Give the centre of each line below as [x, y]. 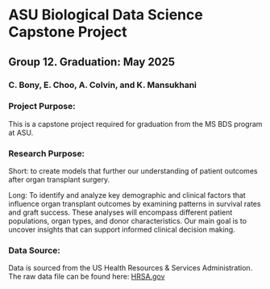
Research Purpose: [47, 153]
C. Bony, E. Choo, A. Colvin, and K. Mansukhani [103, 85]
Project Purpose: [42, 107]
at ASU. [21, 132]
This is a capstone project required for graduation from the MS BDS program [135, 124]
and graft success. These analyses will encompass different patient [120, 212]
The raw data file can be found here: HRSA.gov [87, 277]
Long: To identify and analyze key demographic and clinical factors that [127, 195]
